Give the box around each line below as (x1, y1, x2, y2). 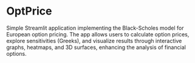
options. (6, 50, 27, 57)
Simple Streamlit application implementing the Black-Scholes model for (6, 24, 184, 31)
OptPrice (6, 4, 52, 18)
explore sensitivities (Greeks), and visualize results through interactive (6, 37, 182, 44)
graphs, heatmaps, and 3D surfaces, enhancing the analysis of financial (6, 44, 186, 51)
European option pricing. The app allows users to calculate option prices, (6, 30, 190, 38)
